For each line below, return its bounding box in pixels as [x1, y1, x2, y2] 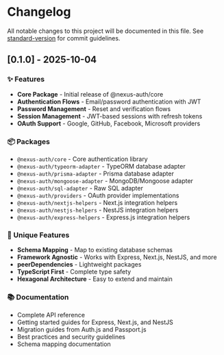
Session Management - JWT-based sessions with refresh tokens [16, 112, 203, 120]
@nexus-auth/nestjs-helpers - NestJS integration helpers [16, 206, 179, 214]
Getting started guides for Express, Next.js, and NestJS [16, 318, 173, 326]
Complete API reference [16, 310, 86, 319]
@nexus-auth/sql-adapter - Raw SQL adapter [16, 184, 144, 192]
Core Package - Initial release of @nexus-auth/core [16, 90, 164, 98]
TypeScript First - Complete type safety [16, 268, 132, 276]
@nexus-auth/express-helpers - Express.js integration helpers [16, 213, 190, 221]
